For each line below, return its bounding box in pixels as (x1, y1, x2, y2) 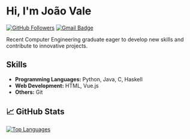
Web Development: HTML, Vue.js (14, 82, 99, 89)
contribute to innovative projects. (6, 42, 88, 49)
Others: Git (14, 88, 43, 96)
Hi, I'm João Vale (6, 4, 92, 18)
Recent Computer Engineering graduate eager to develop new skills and (6, 36, 184, 43)
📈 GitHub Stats (6, 107, 65, 117)
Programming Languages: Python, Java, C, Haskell (14, 75, 143, 82)
